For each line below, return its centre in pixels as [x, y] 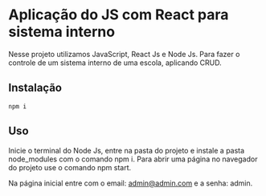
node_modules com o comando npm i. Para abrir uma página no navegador [133, 159]
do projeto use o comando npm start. [70, 167]
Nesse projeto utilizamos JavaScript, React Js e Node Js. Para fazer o [124, 54]
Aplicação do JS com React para [119, 15]
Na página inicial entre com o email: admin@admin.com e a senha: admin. [131, 183]
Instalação [35, 88]
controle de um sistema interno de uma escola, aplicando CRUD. [115, 63]
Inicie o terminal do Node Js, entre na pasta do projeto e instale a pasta [127, 150]
